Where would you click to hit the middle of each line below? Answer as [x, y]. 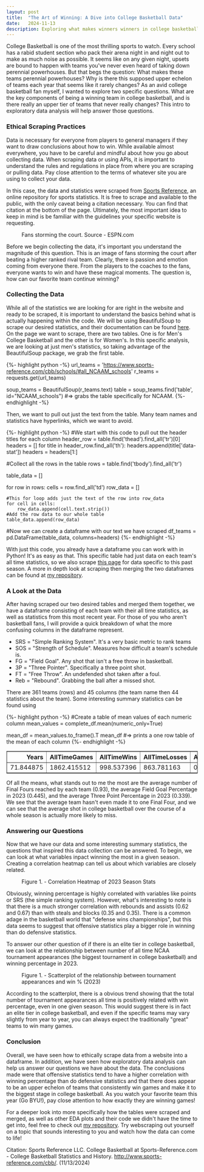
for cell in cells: [31, 504]
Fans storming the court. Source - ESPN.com [78, 234]
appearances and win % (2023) [61, 982]
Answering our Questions [45, 831]
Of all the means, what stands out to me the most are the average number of [102, 783]
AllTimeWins [118, 757]
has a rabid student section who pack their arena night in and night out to [98, 53]
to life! [14, 1138]
